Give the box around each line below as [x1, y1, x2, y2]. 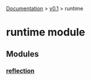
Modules [6, 49, 39, 59]
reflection [6, 66, 35, 75]
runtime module [6, 26, 86, 39]
